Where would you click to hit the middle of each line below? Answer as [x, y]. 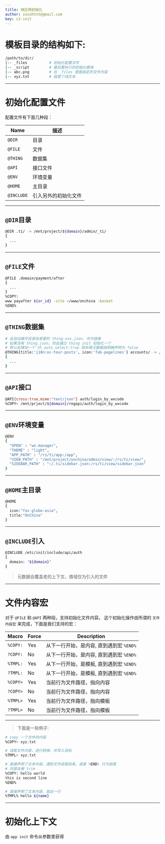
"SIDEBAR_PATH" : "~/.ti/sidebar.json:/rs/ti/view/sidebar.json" [78, 464]
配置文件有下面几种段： [29, 117]
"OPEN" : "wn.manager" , [34, 445]
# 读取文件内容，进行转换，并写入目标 [39, 751]
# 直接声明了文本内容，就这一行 [33, 791]
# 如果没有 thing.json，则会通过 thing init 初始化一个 [58, 343]
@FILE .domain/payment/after [35, 278]
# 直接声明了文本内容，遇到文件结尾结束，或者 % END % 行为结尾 [61, 764]
